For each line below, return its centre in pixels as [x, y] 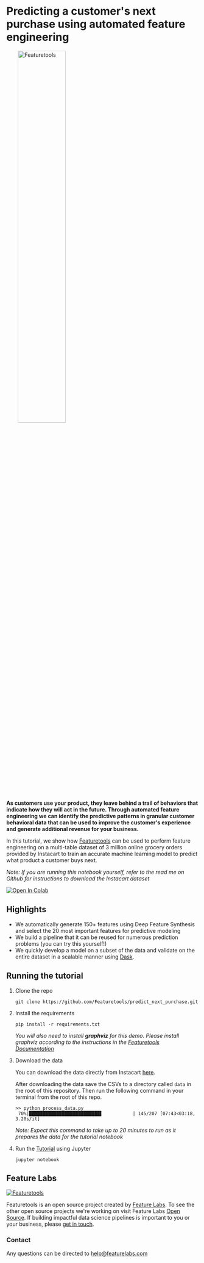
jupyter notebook [37, 1160]
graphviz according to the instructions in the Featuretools [87, 1042]
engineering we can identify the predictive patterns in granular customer [100, 816]
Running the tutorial [45, 976]
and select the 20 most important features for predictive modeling [98, 930]
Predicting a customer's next [81, 11]
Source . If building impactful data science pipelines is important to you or [98, 1218]
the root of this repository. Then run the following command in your [99, 1090]
